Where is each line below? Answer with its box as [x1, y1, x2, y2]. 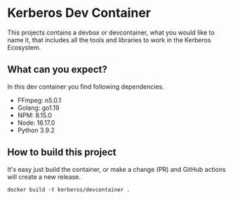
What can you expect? [7, 63, 107, 75]
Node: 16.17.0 [17, 118, 55, 127]
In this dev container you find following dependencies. [7, 82, 165, 91]
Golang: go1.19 [17, 104, 60, 112]
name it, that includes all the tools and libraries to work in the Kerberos [7, 35, 212, 44]
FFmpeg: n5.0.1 [17, 96, 62, 104]
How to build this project [7, 146, 116, 158]
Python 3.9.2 [17, 125, 55, 135]
